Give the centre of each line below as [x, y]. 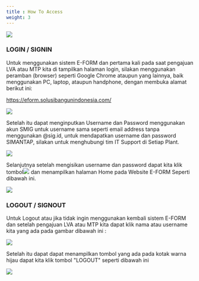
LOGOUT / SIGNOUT [36, 205]
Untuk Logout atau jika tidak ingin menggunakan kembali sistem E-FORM [96, 218]
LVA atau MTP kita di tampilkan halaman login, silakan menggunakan [91, 69]
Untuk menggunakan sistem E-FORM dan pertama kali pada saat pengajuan [100, 62]
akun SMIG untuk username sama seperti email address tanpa [83, 129]
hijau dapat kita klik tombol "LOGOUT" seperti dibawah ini [78, 260]
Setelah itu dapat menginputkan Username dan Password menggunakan [96, 122]
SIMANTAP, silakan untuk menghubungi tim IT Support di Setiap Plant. [93, 142]
